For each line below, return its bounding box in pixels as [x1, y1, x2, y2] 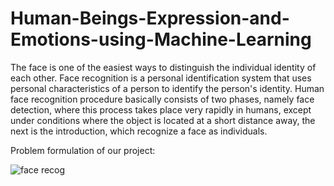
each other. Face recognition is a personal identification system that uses [10, 72, 312, 84]
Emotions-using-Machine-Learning [10, 28, 312, 51]
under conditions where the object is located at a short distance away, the [10, 114, 316, 126]
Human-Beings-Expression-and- [10, 7, 290, 30]
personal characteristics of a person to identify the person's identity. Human [10, 82, 325, 94]
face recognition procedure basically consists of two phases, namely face [10, 93, 315, 105]
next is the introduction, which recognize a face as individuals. [10, 125, 268, 137]
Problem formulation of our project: [10, 144, 156, 156]
